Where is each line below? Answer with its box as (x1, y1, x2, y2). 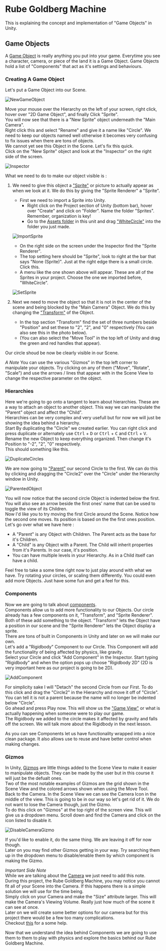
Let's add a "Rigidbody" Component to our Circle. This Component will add (5, 643, 158, 649)
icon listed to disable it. (5, 817, 52, 823)
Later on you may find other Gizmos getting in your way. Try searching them (5, 847, 161, 853)
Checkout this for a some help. (5, 920, 68, 926)
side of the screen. (5, 154, 43, 160)
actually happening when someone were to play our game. (5, 710, 124, 716)
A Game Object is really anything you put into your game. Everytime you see (5, 53, 161, 59)
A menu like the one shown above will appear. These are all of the (19, 269, 154, 275)
